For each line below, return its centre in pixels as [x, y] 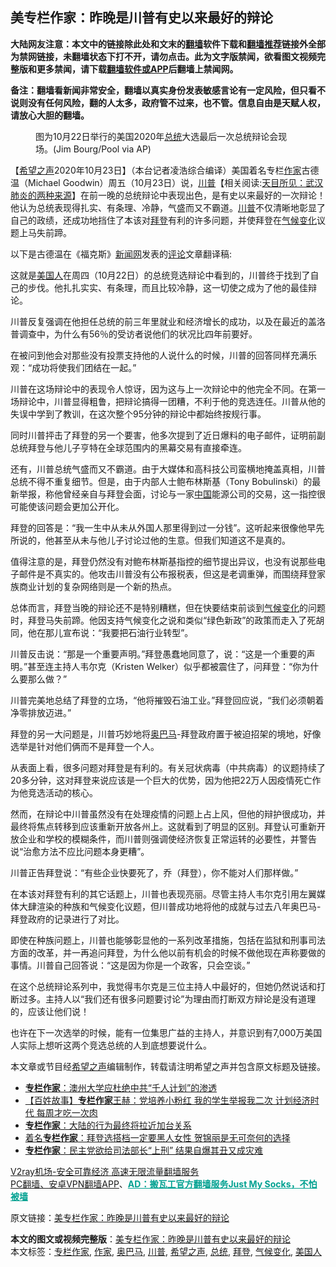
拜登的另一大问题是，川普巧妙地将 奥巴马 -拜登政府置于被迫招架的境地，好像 [166, 734]
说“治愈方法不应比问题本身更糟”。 [80, 851]
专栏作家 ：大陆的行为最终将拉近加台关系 [108, 1125]
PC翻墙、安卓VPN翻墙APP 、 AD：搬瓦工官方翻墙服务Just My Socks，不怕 [164, 1184]
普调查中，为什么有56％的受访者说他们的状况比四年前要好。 [134, 334]
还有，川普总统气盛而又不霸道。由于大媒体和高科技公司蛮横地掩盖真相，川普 [168, 469]
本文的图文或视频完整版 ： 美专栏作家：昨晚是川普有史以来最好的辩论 [150, 1239]
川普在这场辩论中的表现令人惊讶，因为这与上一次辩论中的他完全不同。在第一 [168, 389]
